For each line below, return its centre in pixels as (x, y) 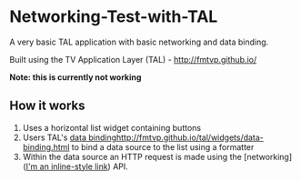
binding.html (46, 146)
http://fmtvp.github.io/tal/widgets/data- (190, 137)
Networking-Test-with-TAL (114, 17)
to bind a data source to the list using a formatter (163, 146)
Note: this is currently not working (75, 77)
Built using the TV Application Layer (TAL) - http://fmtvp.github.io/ (133, 59)
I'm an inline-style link (67, 166)
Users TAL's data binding (69, 137)
